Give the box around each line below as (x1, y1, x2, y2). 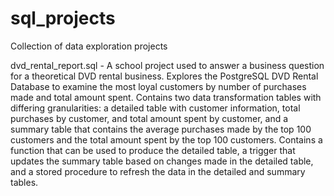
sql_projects (10, 7, 116, 30)
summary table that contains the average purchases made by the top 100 (10, 123, 312, 135)
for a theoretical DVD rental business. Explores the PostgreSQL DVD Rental (10, 70, 319, 82)
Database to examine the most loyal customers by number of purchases (10, 80, 307, 92)
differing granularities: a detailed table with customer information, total (10, 102, 301, 114)
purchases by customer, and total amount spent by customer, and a (10, 112, 289, 124)
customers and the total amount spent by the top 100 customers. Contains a (10, 133, 323, 146)
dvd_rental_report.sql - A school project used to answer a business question (10, 59, 325, 71)
